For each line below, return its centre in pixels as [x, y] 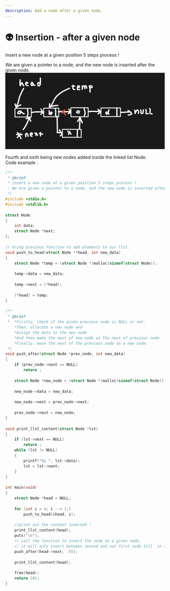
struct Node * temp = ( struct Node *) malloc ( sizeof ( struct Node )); [86, 263]
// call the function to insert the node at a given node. [78, 541]
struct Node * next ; [35, 231]
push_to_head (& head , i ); [50, 514]
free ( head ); [27, 573]
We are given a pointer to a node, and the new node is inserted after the [80, 65]
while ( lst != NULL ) [36, 450]
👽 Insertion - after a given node [73, 37]
